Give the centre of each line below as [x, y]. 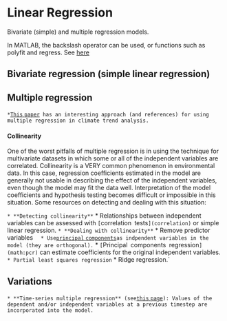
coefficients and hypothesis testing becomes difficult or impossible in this [111, 195]
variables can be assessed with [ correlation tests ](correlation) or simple [113, 223]
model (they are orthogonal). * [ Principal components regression [103, 245]
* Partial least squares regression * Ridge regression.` [89, 260]
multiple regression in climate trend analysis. [78, 121]
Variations [30, 281]
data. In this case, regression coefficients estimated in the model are [104, 173]
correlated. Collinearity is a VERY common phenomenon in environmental [111, 166]
